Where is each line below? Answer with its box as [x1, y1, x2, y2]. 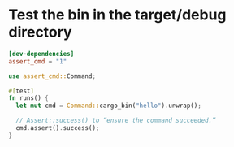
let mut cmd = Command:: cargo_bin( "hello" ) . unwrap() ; [15, 102, 201, 110]
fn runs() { [8, 94, 49, 102]
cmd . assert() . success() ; [15, 124, 100, 132]
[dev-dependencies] [8, 50, 75, 58]
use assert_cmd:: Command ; [8, 71, 96, 80]
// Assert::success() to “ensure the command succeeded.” [15, 116, 217, 125]
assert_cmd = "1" [8, 57, 67, 66]
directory [8, 23, 72, 41]
